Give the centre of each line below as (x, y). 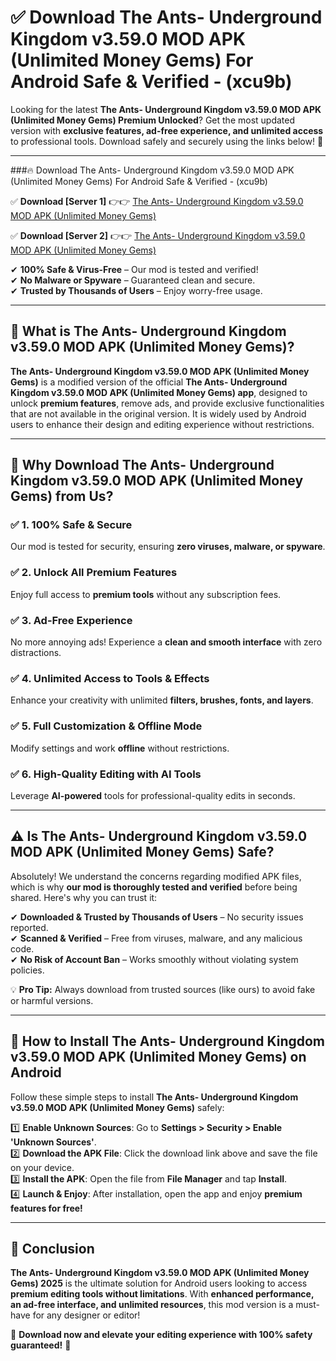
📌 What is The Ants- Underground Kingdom (148, 331)
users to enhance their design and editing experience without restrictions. (162, 424)
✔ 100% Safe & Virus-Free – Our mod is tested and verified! (134, 269)
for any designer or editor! (86, 1315)
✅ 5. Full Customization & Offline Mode (106, 726)
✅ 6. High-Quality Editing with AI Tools (106, 774)
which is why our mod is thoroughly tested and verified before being (154, 887)
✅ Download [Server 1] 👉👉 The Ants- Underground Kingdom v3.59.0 (157, 201)
